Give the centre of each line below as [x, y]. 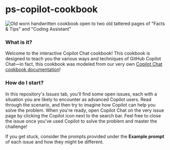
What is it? [19, 42]
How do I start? [25, 83]
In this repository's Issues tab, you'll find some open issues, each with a [81, 94]
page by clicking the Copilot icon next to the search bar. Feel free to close [83, 115]
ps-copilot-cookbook [52, 9]
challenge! [16, 127]
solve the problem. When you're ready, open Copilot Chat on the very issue [85, 110]
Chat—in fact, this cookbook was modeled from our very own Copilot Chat [84, 64]
